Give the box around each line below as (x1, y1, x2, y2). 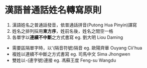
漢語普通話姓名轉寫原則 (5, 4, 102, 16)
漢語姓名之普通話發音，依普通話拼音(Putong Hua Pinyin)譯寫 (12, 22, 137, 28)
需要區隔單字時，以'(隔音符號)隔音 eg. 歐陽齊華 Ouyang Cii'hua (12, 45, 142, 51)
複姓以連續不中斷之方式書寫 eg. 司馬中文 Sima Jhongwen (12, 51, 130, 57)
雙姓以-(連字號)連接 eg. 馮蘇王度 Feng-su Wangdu (12, 57, 116, 63)
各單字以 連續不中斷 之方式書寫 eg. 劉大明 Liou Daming (12, 34, 123, 40)
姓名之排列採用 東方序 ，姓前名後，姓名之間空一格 (12, 28, 113, 34)
